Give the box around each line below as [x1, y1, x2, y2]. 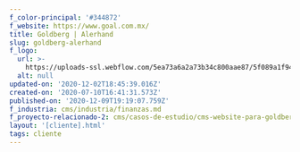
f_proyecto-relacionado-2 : [9, 113, 110, 122]
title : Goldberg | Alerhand [9, 30, 114, 38]
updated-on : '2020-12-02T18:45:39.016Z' [9, 80, 162, 89]
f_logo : [9, 46, 38, 55]
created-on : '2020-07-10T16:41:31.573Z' [9, 88, 162, 97]
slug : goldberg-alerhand [9, 38, 102, 47]
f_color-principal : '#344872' [9, 13, 122, 22]
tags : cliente [9, 130, 62, 139]
